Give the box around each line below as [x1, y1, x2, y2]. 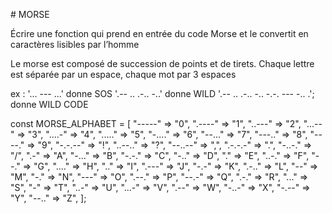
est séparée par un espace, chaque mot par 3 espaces [10, 69, 237, 80]
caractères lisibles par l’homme [10, 39, 140, 50]
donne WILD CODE [10, 99, 89, 110]
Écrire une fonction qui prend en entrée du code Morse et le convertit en [10, 28, 309, 39]
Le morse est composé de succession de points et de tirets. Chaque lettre [10, 58, 315, 69]
